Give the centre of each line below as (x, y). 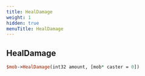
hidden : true (23, 23)
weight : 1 (19, 17)
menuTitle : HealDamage (35, 29)
